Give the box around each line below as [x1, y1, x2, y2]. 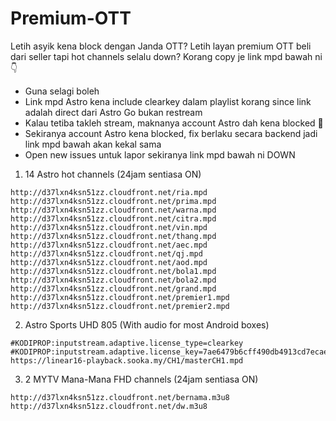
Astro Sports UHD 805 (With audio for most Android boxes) [24, 318, 270, 331]
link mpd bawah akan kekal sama [24, 138, 162, 150]
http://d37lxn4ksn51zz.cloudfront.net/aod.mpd [10, 257, 208, 267]
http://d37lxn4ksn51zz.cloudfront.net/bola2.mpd [10, 275, 217, 285]
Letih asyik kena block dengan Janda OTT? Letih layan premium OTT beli [10, 40, 312, 52]
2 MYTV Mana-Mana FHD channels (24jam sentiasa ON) [24, 373, 259, 385]
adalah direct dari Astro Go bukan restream [24, 106, 203, 118]
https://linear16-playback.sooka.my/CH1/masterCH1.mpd [10, 355, 244, 366]
